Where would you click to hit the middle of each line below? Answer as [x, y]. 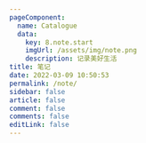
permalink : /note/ [43, 83]
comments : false [39, 116]
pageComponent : [37, 17]
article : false [37, 100]
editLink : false [39, 125]
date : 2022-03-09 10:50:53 [59, 75]
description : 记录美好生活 [71, 59]
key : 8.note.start [59, 42]
